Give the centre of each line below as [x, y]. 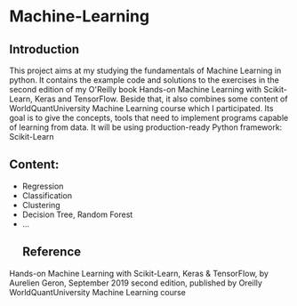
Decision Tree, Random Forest [77, 214]
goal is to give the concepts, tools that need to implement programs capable [149, 118]
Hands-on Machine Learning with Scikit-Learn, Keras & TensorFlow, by [139, 273]
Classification [47, 195]
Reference [52, 252]
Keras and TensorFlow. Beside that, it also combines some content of [161, 99]
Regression [43, 186]
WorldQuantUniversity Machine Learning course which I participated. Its [141, 108]
